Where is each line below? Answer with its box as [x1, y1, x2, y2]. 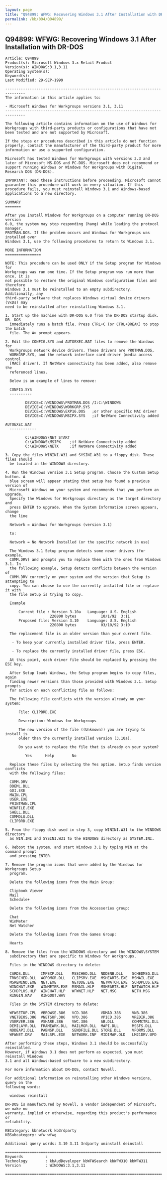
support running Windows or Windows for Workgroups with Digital [5, 165, 143, 170]
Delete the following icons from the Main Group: [9, 880, 114, 885]
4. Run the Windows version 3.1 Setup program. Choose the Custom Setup [5, 470, 159, 475]
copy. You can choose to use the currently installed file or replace [9, 583, 159, 588]
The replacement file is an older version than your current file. [9, 631, 153, 637]
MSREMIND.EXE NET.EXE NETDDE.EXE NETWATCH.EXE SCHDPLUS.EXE [9, 980, 159, 985]
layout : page [5, 7, 32, 12]
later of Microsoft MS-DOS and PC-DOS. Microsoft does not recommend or [5, 160, 159, 166]
